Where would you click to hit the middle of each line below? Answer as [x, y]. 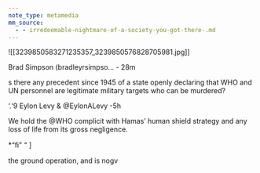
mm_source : [26, 23]
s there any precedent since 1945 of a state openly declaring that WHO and [130, 82]
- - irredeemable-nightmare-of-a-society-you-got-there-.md [115, 30]
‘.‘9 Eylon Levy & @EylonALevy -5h [65, 106]
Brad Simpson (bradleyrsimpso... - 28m [72, 67]
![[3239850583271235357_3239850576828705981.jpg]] [99, 52]
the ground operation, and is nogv [63, 160]
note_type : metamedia [44, 15]
